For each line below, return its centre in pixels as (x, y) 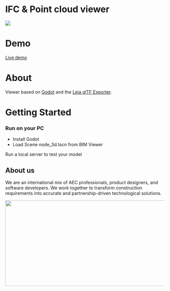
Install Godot (26, 139)
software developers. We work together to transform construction (74, 188)
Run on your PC (25, 128)
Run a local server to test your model (44, 154)
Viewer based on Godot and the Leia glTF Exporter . (59, 92)
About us (20, 170)
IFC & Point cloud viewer (57, 9)
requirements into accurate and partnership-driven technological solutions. (83, 193)
